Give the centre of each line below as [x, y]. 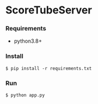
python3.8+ [28, 41]
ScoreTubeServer [49, 10]
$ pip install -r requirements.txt [49, 68]
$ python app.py [25, 95]
